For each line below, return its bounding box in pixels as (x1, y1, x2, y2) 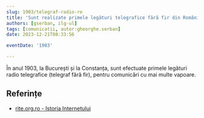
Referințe (6, 89, 42, 99)
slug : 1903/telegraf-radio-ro (6, 9, 83, 15)
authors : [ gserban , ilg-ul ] (6, 20, 78, 26)
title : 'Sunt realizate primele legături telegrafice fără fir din (6, 15, 181, 21)
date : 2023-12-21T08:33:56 (6, 32, 75, 38)
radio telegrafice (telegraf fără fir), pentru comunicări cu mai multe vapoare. (6, 71, 196, 78)
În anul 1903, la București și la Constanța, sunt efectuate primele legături (6, 64, 187, 72)
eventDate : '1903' (6, 43, 53, 49)
